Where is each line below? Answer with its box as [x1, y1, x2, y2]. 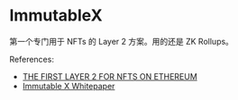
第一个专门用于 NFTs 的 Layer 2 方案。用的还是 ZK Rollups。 [9, 36, 234, 46]
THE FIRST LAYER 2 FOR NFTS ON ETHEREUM [22, 71, 198, 81]
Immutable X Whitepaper [22, 80, 115, 91]
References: [9, 54, 54, 64]
